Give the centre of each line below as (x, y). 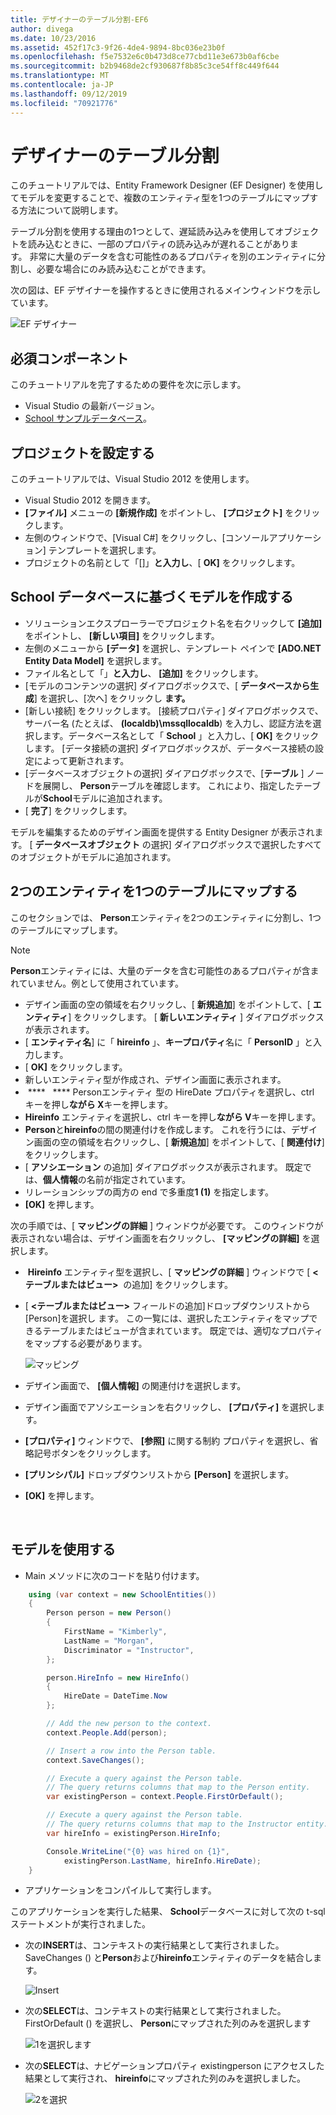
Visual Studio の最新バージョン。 (92, 406)
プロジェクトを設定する (82, 452)
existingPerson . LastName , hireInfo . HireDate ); (162, 1861)
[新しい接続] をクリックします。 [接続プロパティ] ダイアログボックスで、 (174, 710)
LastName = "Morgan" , (109, 1641)
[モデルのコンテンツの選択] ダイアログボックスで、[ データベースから (167, 685)
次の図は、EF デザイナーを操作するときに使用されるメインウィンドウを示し (166, 290)
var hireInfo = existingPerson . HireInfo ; (134, 1833)
